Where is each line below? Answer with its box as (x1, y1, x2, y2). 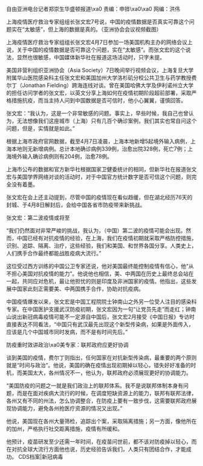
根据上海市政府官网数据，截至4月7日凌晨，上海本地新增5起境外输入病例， (6, 138, 191, 145)
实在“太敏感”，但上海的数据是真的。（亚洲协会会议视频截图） (11, 26, 162, 33)
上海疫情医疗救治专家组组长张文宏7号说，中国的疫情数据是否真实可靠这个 (6, 18, 189, 25)
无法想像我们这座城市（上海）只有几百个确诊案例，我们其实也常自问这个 (16, 117, 197, 124)
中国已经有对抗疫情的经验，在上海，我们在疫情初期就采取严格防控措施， (16, 235, 197, 241)
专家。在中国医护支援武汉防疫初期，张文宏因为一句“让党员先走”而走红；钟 (6, 306, 192, 313)
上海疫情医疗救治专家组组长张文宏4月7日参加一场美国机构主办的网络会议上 (6, 39, 193, 45)
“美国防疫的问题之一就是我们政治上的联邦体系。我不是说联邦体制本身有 (6, 382, 184, 389)
